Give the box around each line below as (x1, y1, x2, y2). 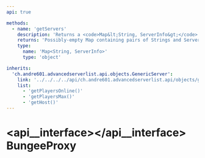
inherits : (6, 65, 32, 71)
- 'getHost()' (22, 99, 59, 106)
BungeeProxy (6, 139, 77, 153)
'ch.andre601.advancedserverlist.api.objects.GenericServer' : (12, 71, 173, 77)
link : (17, 77, 32, 83)
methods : (6, 20, 29, 26)
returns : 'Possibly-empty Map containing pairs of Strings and (17, 37, 182, 43)
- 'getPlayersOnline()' (22, 88, 84, 94)
